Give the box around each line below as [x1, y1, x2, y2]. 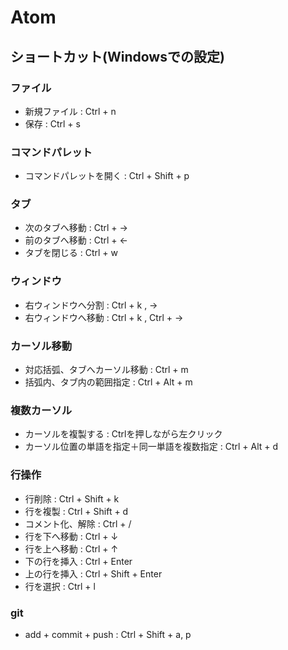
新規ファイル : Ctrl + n [24, 105, 117, 117]
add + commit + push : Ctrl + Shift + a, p [24, 628, 192, 640]
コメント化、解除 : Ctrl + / [24, 517, 132, 530]
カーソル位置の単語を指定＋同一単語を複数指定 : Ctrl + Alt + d [24, 441, 279, 453]
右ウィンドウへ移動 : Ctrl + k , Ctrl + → [24, 311, 184, 323]
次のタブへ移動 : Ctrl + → [24, 222, 128, 234]
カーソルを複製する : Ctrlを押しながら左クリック [24, 428, 223, 440]
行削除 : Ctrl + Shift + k [24, 492, 120, 505]
